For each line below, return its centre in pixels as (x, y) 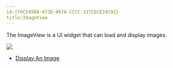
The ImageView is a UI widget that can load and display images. (86, 35)
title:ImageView (27, 18)
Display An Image (37, 58)
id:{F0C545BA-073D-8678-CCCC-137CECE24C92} (63, 12)
